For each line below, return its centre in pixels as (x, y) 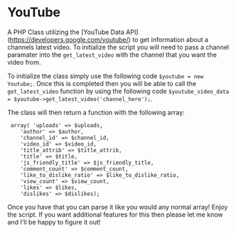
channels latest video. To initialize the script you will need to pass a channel (118, 47)
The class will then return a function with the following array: (96, 112)
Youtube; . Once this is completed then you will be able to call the (102, 83)
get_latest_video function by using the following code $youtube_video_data (118, 91)
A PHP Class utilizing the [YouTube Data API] (73, 32)
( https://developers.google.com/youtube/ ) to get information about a (108, 39)
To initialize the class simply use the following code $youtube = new (106, 76)
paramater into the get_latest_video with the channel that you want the (112, 55)
